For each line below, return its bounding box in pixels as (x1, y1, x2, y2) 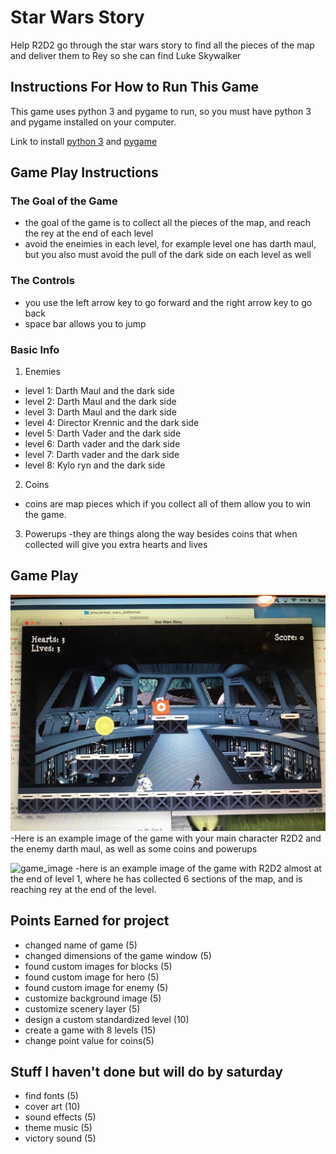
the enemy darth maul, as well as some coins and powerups (10, 842, 258, 855)
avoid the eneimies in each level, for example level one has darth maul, (24, 238, 317, 250)
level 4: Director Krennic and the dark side (24, 417, 200, 429)
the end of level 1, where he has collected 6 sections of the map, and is (10, 872, 303, 885)
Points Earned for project (10, 912, 170, 930)
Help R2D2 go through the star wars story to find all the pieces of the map (10, 39, 315, 51)
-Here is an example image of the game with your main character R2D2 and (10, 832, 322, 844)
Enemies (24, 366, 61, 378)
